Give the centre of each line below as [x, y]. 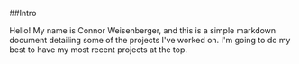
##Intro [23, 13]
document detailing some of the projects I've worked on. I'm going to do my [150, 40]
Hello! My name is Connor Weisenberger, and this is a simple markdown [143, 30]
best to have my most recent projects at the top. [98, 50]
